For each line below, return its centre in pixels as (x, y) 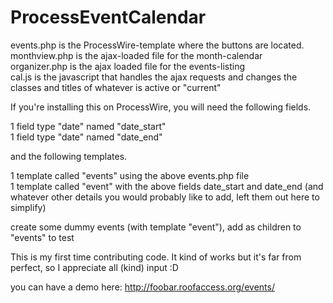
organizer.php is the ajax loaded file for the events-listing (127, 66)
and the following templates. (69, 156)
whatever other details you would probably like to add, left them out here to (165, 197)
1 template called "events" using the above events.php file (130, 175)
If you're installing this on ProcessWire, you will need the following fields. (161, 107)
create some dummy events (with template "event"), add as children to (156, 227)
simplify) (28, 207)
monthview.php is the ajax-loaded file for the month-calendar (136, 55)
